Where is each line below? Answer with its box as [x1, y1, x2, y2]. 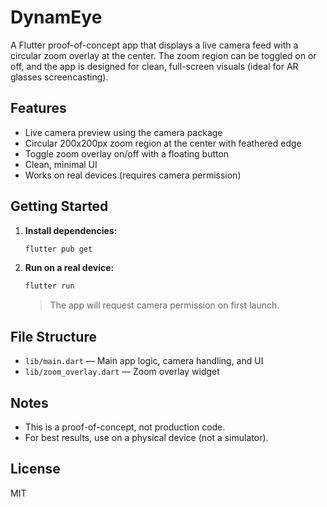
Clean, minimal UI [24, 158, 98, 170]
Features [10, 100, 67, 117]
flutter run [24, 281, 75, 291]
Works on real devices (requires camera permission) [24, 169, 242, 181]
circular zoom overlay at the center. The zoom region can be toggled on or [10, 49, 317, 61]
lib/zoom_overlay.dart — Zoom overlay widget [24, 366, 220, 378]
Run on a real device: [24, 262, 115, 274]
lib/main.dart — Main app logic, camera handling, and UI [24, 355, 264, 367]
